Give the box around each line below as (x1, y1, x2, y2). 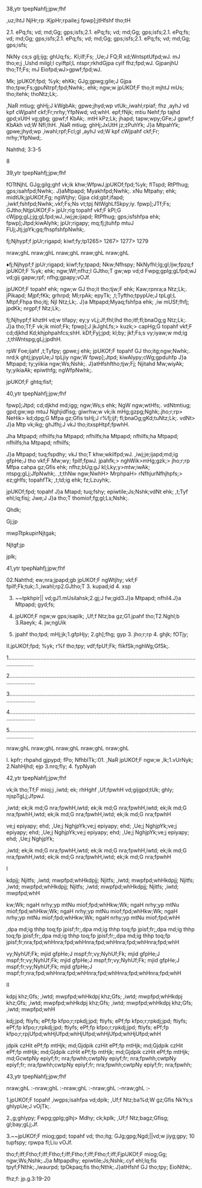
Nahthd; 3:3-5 (6, 146, 42, 153)
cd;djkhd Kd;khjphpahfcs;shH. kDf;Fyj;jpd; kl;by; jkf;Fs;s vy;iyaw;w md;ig (6, 329, 188, 336)
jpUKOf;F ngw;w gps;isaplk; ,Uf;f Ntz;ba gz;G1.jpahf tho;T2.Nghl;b (14, 613, 180, 619)
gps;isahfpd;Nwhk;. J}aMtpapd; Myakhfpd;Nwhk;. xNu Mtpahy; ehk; (6, 187, 177, 194)
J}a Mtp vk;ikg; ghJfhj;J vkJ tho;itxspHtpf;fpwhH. (6, 421, 130, 428)
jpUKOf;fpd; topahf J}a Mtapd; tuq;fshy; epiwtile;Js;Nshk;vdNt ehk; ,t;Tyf (6, 488, 188, 495)
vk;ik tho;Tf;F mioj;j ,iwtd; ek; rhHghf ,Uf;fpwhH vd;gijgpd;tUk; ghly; (6, 786, 174, 793)
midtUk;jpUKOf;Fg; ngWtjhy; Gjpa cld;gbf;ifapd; (6, 194, 125, 201)
